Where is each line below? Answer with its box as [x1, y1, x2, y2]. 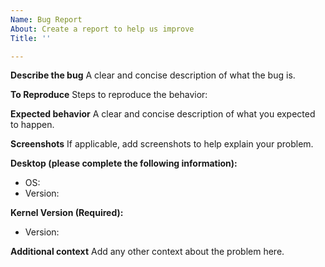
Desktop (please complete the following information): [10, 157, 238, 170]
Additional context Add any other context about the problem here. [10, 246, 285, 258]
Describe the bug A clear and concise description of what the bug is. [10, 69, 296, 81]
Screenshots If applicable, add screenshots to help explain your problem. [10, 138, 314, 150]
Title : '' [10, 33, 52, 43]
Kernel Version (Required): [10, 207, 124, 219]
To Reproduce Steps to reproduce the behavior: [10, 89, 208, 101]
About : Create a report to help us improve [10, 24, 195, 34]
